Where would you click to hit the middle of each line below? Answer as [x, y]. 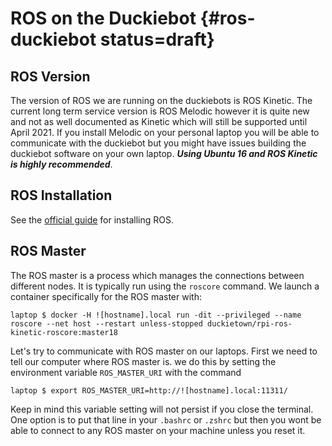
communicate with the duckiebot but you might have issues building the [158, 143]
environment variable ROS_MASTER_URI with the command [126, 372]
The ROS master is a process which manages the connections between [157, 275]
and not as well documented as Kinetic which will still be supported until [159, 121]
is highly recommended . [61, 164]
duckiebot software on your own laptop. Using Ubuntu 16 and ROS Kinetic [164, 153]
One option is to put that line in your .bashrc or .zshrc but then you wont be [166, 419]
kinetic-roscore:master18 [64, 332]
